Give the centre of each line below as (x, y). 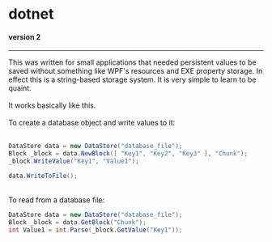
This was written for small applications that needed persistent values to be (132, 62)
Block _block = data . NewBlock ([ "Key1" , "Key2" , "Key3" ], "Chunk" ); (128, 154)
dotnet (31, 14)
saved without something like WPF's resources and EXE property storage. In (136, 71)
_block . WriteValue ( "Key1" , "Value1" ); (74, 161)
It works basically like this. (52, 105)
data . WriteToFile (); (43, 176)
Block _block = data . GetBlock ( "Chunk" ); (78, 222)
